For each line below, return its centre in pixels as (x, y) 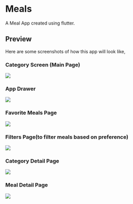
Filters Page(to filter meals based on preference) (67, 137)
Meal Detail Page (27, 185)
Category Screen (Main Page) (43, 64)
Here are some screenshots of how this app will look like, (65, 51)
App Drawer (20, 88)
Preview (19, 39)
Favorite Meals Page (31, 113)
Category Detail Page (32, 161)
